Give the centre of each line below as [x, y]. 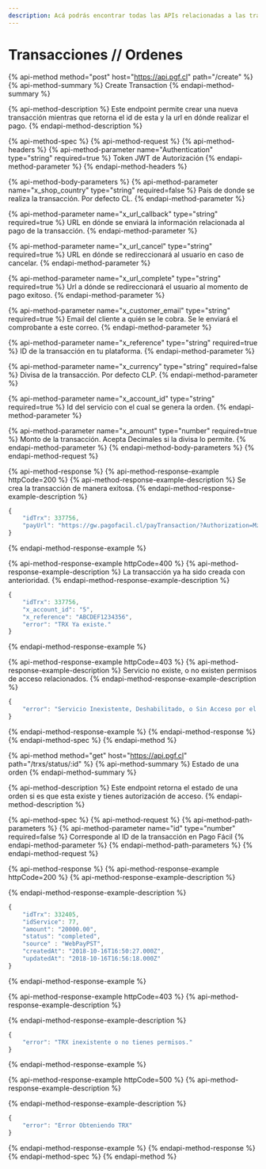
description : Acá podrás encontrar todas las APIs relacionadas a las [127, 15]
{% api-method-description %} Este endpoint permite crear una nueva [123, 109]
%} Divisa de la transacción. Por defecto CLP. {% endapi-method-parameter [133, 375]
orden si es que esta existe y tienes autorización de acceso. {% [112, 796]
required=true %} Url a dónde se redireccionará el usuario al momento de [128, 287]
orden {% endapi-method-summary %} [72, 772]
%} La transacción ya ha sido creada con [178, 572]
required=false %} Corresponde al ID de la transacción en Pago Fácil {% [126, 836]
